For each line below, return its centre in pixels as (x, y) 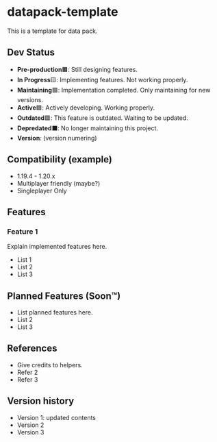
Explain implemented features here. (57, 247)
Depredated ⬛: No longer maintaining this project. (88, 128)
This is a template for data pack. (52, 31)
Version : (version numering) (57, 138)
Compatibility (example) (60, 159)
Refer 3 (27, 379)
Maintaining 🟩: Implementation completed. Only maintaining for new (114, 90)
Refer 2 (27, 372)
